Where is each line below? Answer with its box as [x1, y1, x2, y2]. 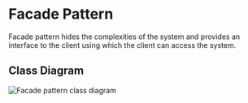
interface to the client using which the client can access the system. [8, 40, 237, 49]
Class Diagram [8, 64, 84, 78]
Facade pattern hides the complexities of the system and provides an [8, 32, 241, 41]
